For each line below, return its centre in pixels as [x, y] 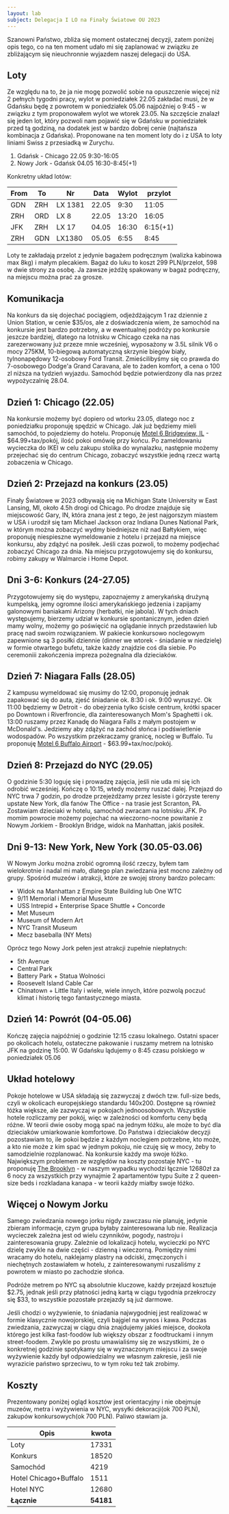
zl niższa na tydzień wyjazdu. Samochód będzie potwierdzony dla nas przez [114, 373]
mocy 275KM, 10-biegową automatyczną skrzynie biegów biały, [97, 352]
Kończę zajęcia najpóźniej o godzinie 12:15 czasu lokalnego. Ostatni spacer [113, 1035]
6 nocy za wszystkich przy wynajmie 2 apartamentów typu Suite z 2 [103, 1176]
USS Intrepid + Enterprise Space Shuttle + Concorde [91, 906]
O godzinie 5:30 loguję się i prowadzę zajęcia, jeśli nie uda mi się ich [104, 782]
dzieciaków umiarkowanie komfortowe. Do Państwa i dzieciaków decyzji [109, 1132]
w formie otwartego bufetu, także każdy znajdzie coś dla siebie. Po [102, 647]
